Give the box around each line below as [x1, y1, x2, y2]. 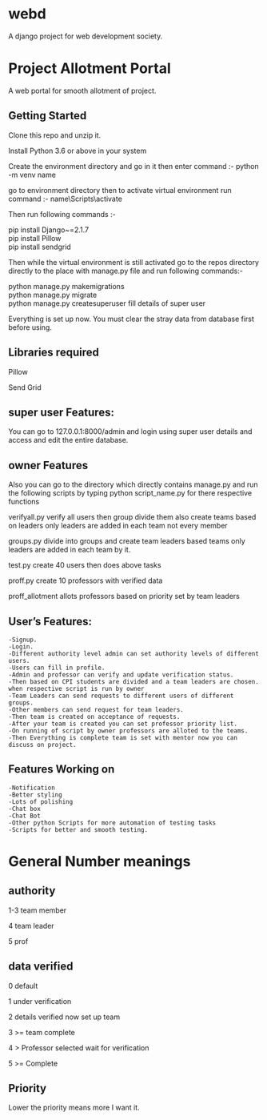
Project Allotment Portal [8, 59, 171, 78]
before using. [8, 322, 52, 332]
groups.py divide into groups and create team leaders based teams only [8, 536, 245, 546]
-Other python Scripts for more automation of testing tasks [8, 818, 217, 827]
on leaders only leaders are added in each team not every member [8, 521, 228, 531]
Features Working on [8, 762, 115, 777]
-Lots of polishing [8, 797, 74, 805]
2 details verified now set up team [8, 1012, 121, 1022]
